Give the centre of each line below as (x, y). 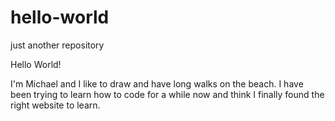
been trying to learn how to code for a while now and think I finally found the (167, 94)
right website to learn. (55, 105)
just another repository (57, 45)
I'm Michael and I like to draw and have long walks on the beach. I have (157, 83)
